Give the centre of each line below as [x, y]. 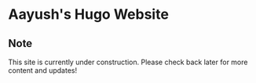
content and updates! [43, 70]
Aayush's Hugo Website [88, 14]
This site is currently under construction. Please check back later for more [128, 62]
